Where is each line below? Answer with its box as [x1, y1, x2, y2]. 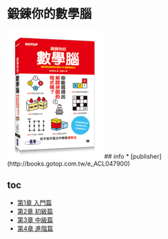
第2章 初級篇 [17, 207, 54, 215]
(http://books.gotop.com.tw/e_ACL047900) [7, 159, 131, 168]
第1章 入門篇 [17, 198, 52, 207]
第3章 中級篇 [17, 216, 54, 224]
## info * [104, 152, 129, 160]
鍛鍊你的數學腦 [7, 6, 92, 22]
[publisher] [130, 152, 162, 160]
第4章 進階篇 [17, 224, 54, 232]
